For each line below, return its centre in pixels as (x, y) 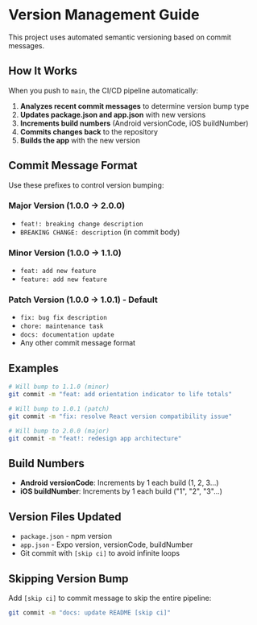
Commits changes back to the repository (89, 131)
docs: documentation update (67, 335)
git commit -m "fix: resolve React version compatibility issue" (120, 416)
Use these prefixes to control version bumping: (86, 185)
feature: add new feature (63, 279)
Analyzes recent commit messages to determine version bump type (135, 106)
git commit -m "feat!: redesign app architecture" (95, 438)
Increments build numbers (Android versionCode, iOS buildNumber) (134, 123)
